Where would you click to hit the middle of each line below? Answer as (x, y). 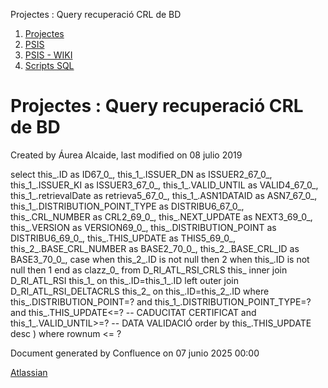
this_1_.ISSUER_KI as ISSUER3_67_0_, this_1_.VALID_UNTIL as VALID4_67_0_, (164, 185)
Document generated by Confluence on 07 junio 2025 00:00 (135, 353)
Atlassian (29, 372)
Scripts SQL (49, 65)
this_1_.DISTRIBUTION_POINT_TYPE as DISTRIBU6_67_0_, (127, 206)
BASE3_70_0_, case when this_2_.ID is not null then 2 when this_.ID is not (160, 259)
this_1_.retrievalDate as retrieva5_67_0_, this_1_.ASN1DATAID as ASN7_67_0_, (164, 195)
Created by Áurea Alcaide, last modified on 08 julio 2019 (126, 155)
